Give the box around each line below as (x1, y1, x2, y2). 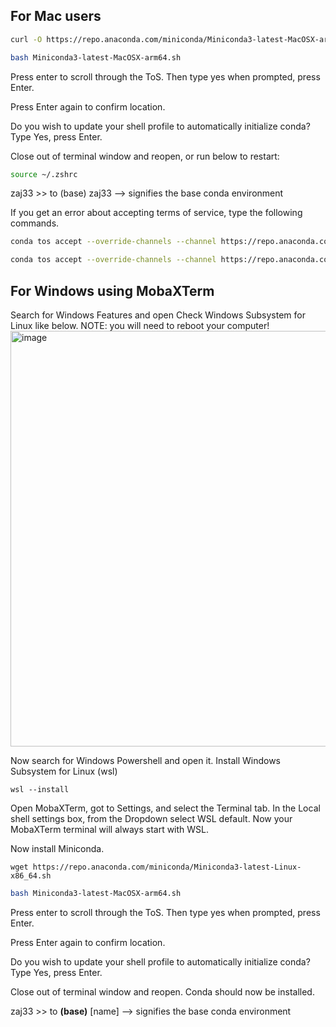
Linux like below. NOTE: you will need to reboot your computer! (10, 320, 270, 331)
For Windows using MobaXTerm (10, 282, 215, 299)
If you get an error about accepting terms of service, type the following (10, 207, 303, 219)
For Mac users (10, 8, 102, 25)
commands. (10, 217, 60, 229)
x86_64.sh (10, 871, 52, 881)
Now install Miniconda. (10, 843, 105, 854)
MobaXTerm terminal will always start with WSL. (10, 824, 210, 835)
